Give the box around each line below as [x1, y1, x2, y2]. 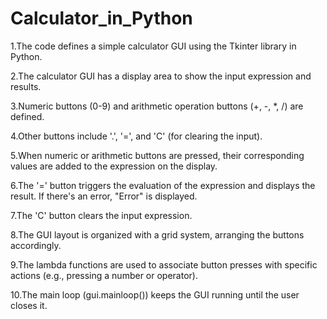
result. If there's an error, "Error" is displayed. [10, 190, 198, 202]
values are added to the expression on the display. [10, 160, 218, 172]
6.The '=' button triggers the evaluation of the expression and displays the [10, 179, 316, 191]
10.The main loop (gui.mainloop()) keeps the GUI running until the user [10, 288, 300, 301]
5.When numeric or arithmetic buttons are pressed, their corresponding [10, 149, 305, 161]
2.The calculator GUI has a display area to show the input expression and [10, 70, 312, 82]
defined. [10, 110, 45, 122]
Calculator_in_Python [10, 7, 193, 30]
